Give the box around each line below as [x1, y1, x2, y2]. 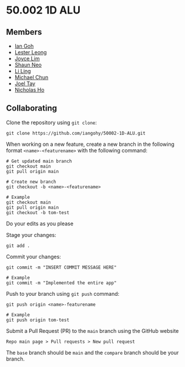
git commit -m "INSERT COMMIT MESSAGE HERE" [6, 264, 117, 271]
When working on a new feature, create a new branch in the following [6, 141, 174, 148]
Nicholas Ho [14, 86, 45, 93]
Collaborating [6, 104, 58, 114]
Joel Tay [14, 80, 36, 87]
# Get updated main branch [6, 158, 72, 164]
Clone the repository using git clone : [6, 119, 97, 126]
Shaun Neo [14, 61, 42, 68]
